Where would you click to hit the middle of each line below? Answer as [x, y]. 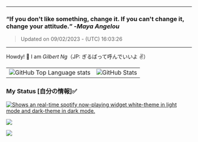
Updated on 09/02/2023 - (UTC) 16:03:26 [71, 39]
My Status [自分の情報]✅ [42, 92]
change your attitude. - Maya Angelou [63, 26]
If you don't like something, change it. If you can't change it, [97, 19]
